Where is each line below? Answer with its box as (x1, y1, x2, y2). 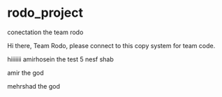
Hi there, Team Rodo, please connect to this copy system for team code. (7, 41, 216, 50)
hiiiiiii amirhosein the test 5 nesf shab (7, 54, 114, 64)
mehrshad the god (7, 82, 61, 90)
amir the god (7, 68, 44, 77)
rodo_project (7, 5, 84, 21)
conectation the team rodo (7, 28, 84, 36)
